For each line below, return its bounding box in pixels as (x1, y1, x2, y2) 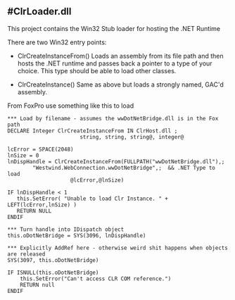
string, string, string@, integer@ (80, 133, 184, 140)
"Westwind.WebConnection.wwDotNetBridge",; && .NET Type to (32, 164, 216, 171)
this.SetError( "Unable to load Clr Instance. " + (16, 195, 169, 202)
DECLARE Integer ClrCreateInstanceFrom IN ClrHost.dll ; (7, 127, 178, 135)
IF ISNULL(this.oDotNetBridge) (7, 269, 99, 276)
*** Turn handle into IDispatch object (7, 225, 125, 233)
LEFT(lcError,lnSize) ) (7, 201, 77, 208)
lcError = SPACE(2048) (7, 146, 74, 153)
